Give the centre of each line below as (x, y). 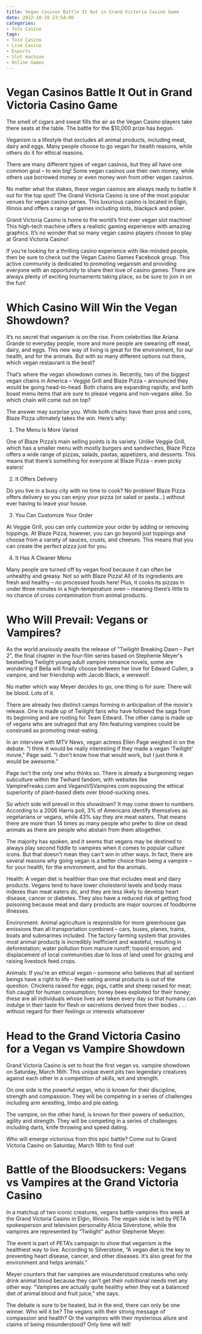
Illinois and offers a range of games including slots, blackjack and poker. (96, 208)
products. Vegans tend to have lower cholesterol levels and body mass (94, 885)
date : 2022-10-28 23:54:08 (40, 18)
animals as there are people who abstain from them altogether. (84, 830)
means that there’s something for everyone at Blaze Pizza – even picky (94, 461)
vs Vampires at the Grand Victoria (93, 1183)
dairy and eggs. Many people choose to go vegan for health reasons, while (99, 146)
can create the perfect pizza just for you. (57, 546)
